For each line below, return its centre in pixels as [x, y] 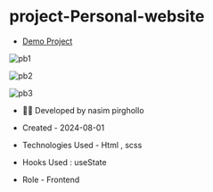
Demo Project [47, 41]
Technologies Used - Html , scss [82, 145]
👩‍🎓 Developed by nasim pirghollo [83, 110]
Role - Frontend [51, 179]
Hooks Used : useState [64, 162]
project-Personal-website [107, 17]
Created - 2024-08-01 [63, 128]
